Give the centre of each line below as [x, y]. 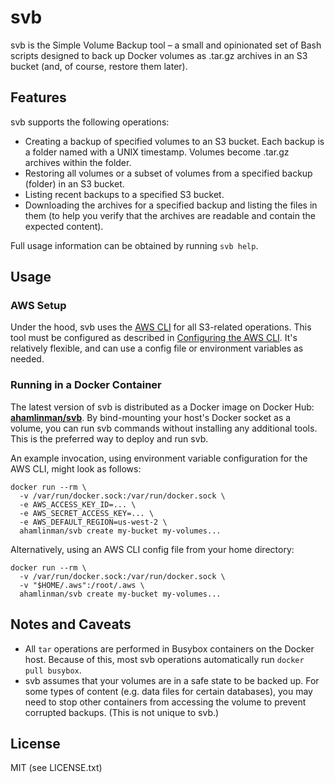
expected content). [64, 226]
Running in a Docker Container [86, 385]
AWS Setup [38, 306]
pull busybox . [53, 670]
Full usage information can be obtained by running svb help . [134, 245]
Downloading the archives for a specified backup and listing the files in [171, 205]
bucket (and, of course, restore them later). [99, 66]
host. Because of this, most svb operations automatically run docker [164, 659]
